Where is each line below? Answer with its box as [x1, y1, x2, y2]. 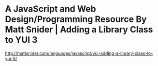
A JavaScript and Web [5, 3, 96, 15]
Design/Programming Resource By [5, 14, 147, 25]
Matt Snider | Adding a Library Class [5, 24, 153, 35]
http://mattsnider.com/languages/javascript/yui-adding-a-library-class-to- [5, 50, 153, 56]
